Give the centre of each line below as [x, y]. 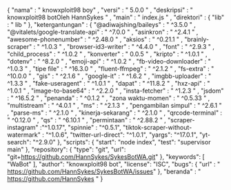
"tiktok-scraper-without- [158, 127]
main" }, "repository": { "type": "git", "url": [67, 149]
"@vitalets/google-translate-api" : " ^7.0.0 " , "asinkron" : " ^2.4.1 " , [103, 32]
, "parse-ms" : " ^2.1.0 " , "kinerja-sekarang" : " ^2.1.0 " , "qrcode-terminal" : [115, 113]
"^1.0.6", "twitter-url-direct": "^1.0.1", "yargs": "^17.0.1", [122, 135]
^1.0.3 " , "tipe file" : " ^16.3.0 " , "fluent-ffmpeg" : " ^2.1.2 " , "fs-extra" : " [111, 69]
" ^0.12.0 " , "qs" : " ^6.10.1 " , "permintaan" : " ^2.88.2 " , [87, 120]
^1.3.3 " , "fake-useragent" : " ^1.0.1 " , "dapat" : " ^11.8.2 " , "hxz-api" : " [109, 83]
